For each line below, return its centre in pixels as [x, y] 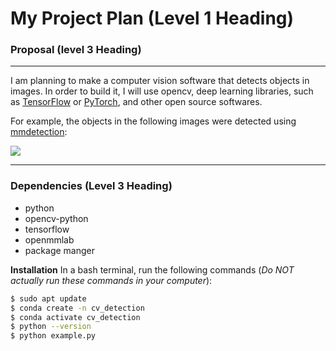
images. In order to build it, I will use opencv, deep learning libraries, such [162, 91]
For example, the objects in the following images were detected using [153, 121]
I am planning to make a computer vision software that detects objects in [160, 81]
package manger [60, 250]
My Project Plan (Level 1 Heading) [152, 18]
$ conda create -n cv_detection [77, 308]
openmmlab [49, 239]
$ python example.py [53, 336]
